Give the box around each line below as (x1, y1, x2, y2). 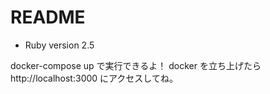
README (10, 6, 86, 29)
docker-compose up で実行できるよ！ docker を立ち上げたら (10, 59, 262, 71)
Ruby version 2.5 (24, 39, 95, 51)
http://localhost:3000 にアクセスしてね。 (10, 72, 178, 84)
